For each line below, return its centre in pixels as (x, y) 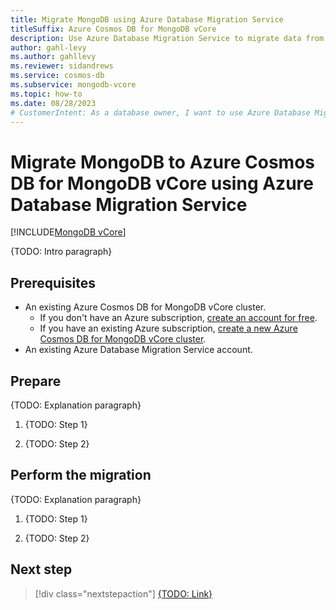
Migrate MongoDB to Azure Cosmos (163, 162)
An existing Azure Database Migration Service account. (138, 350)
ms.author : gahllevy (53, 57)
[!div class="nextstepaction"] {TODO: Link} (123, 593)
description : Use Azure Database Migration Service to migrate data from (167, 38)
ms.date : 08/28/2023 (53, 103)
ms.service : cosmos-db (57, 76)
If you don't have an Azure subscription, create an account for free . (178, 318)
